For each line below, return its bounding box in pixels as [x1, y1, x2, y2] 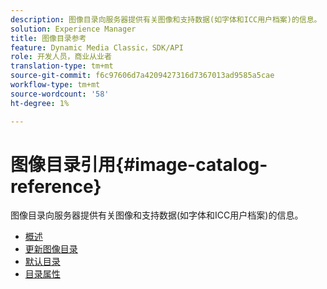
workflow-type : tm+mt [10, 80, 101, 90]
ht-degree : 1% [10, 98, 70, 108]
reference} [10, 175, 102, 198]
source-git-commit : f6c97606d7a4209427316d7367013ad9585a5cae [10, 71, 275, 81]
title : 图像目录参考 [10, 33, 87, 43]
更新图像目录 [24, 243, 78, 255]
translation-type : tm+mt [10, 61, 114, 71]
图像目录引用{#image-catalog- [10, 153, 268, 176]
